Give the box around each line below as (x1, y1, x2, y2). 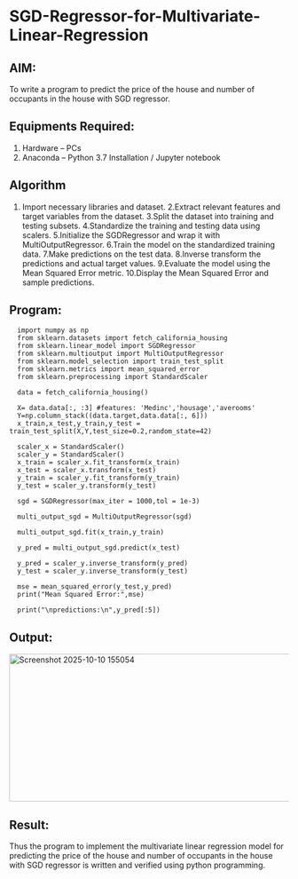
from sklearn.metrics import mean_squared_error (17, 365, 200, 374)
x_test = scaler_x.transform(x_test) (17, 466, 157, 475)
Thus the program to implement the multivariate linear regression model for (9, 841, 284, 851)
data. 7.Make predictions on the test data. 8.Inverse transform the (21, 249, 262, 259)
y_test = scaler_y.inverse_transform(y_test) (17, 566, 189, 576)
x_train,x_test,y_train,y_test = (17, 419, 141, 428)
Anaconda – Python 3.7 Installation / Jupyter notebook (21, 152, 221, 162)
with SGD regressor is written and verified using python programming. (9, 859, 266, 871)
